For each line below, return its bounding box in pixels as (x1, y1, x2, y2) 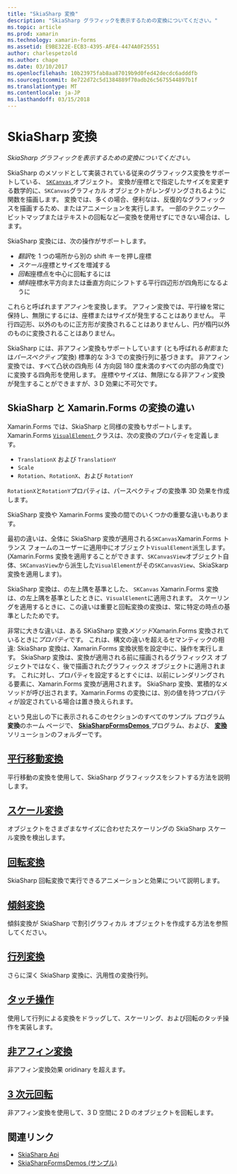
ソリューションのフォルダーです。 (7, 730, 106, 738)
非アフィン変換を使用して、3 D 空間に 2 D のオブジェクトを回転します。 (7, 1108, 218, 1117)
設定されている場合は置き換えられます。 (19, 697, 137, 706)
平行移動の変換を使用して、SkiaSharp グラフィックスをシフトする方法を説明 (7, 773, 231, 781)
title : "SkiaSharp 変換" (7, 10, 79, 18)
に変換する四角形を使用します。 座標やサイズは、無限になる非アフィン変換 (7, 370, 225, 379)
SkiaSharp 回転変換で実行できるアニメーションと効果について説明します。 (7, 876, 224, 885)
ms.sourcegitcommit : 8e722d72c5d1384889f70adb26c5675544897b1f (7, 76, 198, 84)
